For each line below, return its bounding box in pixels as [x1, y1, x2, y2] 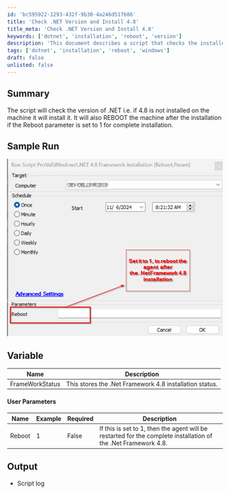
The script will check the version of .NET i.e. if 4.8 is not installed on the [7, 106, 210, 114]
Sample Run [7, 140, 60, 152]
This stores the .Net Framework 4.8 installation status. [66, 380, 218, 388]
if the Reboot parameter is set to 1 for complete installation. [7, 121, 174, 129]
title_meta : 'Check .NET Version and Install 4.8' [7, 25, 155, 32]
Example [36, 415, 62, 423]
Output [7, 461, 38, 473]
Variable [7, 349, 44, 361]
